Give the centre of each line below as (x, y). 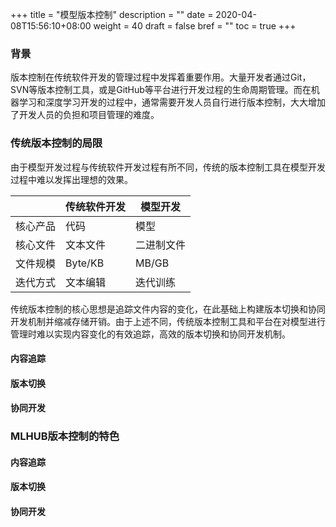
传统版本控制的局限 (56, 143)
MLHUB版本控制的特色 (65, 436)
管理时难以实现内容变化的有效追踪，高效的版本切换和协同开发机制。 (150, 334)
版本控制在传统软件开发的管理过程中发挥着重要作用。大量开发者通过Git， (161, 77)
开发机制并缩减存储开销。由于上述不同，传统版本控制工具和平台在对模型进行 (168, 321)
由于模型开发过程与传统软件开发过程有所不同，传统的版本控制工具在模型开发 (168, 167)
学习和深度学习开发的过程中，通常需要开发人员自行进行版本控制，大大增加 (172, 102)
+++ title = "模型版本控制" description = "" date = (112, 14)
